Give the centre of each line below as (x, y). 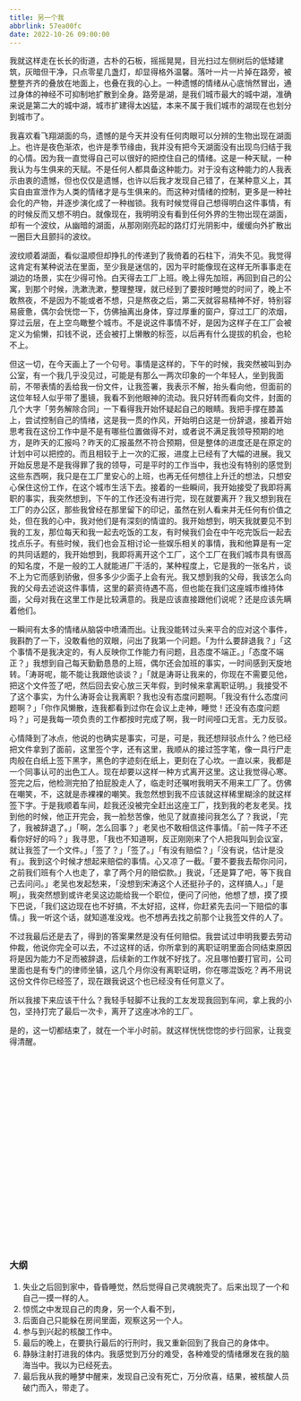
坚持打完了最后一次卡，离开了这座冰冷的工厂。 (111, 1011)
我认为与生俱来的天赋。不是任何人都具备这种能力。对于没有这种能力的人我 (146, 169)
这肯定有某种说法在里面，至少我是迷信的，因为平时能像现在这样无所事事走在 (150, 267)
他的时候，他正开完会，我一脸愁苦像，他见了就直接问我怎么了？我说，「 (148, 817)
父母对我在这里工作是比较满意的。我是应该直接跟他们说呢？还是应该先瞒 (158, 599)
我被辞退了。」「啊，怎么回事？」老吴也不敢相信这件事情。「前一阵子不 (152, 828)
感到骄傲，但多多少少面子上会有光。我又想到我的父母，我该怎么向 (170, 577)
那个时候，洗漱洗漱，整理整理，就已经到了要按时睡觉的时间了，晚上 (158, 289)
